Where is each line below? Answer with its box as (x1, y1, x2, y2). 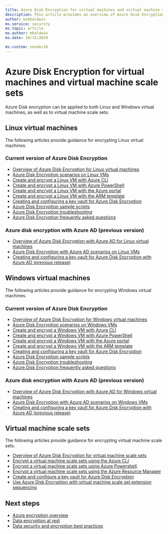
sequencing (12, 484, 37, 490)
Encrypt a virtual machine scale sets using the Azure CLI (12, 458, 129, 464)
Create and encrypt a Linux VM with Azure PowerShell (12, 182, 125, 188)
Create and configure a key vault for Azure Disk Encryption (12, 474, 134, 480)
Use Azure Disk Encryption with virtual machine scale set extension (12, 479, 151, 485)
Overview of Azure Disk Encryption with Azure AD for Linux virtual (12, 238, 149, 244)
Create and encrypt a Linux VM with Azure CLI (12, 176, 108, 183)
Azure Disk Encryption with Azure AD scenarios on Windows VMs (12, 399, 148, 405)
